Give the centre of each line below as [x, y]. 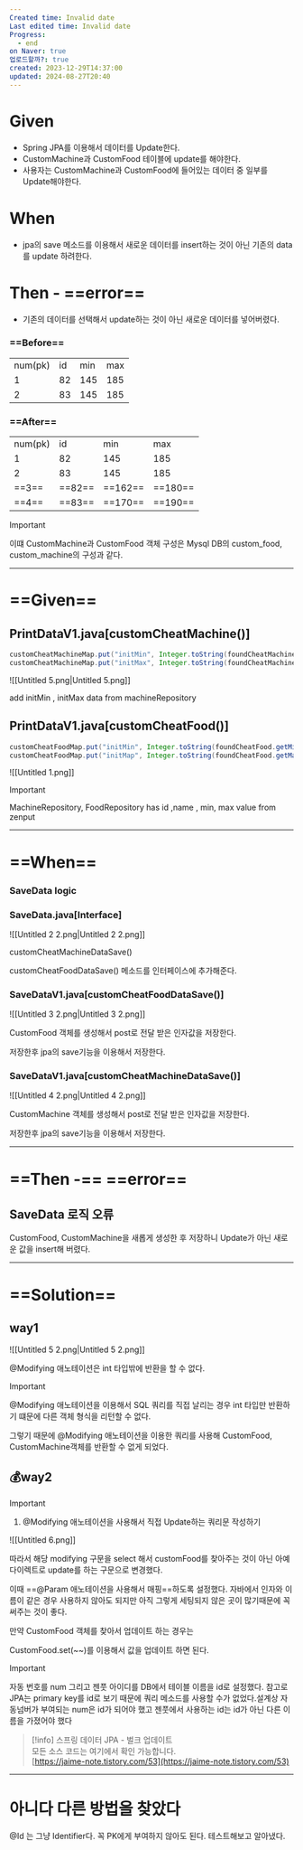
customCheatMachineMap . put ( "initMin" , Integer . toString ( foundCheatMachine [153, 655]
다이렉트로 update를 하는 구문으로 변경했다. [86, 1570]
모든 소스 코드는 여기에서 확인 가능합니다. [104, 1751]
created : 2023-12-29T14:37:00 [66, 69]
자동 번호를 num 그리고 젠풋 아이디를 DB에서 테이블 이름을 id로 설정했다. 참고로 [149, 1687]
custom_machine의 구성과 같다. [66, 555]
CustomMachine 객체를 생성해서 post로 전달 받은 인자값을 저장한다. [129, 1114]
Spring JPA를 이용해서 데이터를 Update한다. [101, 147]
